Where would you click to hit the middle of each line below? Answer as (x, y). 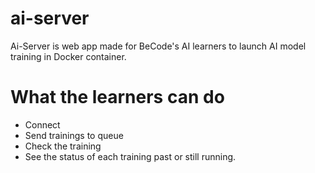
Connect (42, 124)
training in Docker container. (68, 56)
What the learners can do (117, 97)
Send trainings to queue (74, 135)
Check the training (63, 146)
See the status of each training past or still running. (130, 156)
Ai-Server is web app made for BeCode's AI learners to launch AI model (158, 46)
